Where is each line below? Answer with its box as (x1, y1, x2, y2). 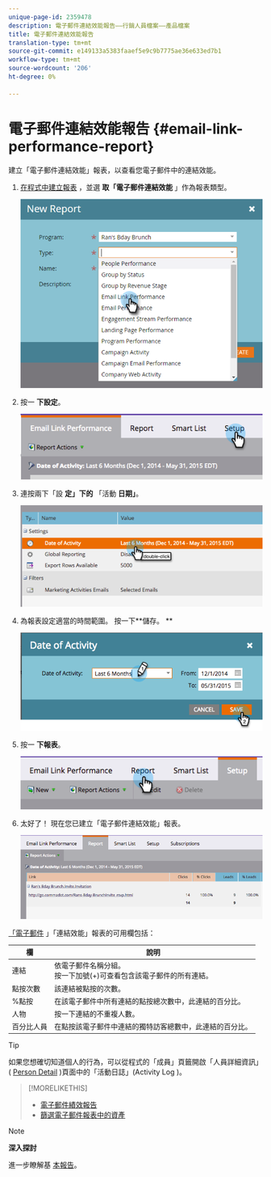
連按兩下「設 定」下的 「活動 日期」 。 (19, 488, 144, 498)
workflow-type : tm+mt (8, 56, 81, 64)
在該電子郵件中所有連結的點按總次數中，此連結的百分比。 (54, 996, 245, 1006)
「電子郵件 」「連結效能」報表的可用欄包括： (8, 928, 156, 938)
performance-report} (8, 137, 155, 155)
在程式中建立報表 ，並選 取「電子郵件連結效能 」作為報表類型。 (19, 182, 231, 192)
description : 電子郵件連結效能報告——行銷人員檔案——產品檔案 (8, 21, 190, 30)
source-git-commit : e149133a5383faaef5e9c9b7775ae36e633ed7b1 (8, 47, 222, 56)
